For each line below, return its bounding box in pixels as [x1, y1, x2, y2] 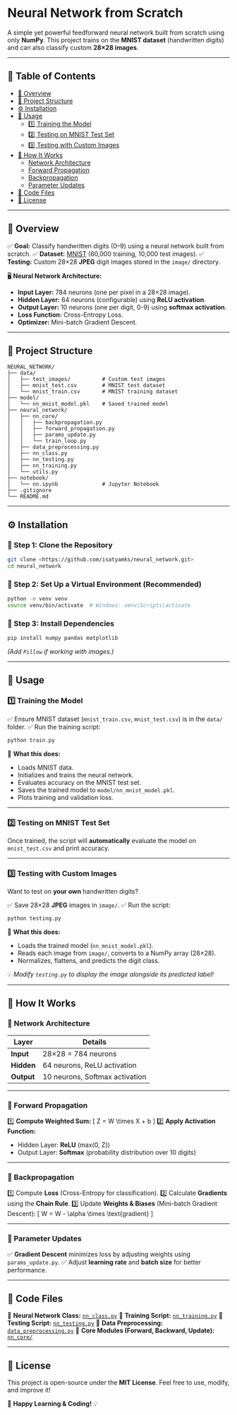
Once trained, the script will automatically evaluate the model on [7, 836, 196, 844]
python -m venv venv [7, 595, 68, 602]
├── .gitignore [7, 487, 52, 494]
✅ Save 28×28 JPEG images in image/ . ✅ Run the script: [7, 901, 171, 909]
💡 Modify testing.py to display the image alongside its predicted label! [7, 970, 214, 978]
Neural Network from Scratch [7, 5, 183, 21]
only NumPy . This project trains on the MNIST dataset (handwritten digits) [7, 35, 224, 44]
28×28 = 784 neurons [42, 1049, 117, 1059]
